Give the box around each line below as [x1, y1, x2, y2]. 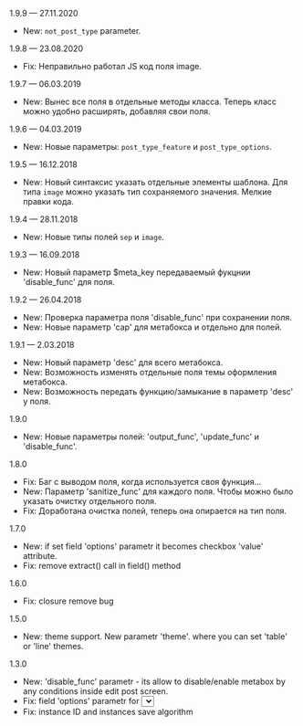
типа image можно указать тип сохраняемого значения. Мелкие [22, 186, 272, 197]
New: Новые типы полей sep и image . [22, 232, 164, 242]
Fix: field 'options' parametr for [22, 696, 140, 706]
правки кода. [22, 196, 75, 206]
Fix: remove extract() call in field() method [22, 561, 181, 571]
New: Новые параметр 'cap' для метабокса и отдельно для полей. [22, 321, 283, 332]
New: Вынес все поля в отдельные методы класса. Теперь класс [22, 96, 277, 107]
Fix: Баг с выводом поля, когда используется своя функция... [22, 477, 262, 487]
